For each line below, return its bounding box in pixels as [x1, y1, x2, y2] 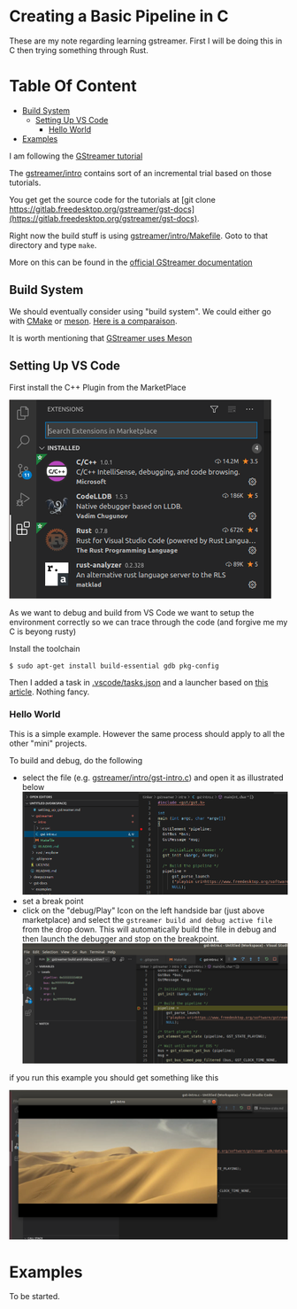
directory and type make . [9, 239, 97, 250]
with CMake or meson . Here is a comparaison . [9, 315, 179, 326]
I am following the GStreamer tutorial [9, 151, 143, 161]
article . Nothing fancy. [9, 686, 90, 697]
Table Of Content [9, 76, 137, 97]
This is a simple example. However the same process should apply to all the [9, 728, 286, 739]
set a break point [21, 896, 84, 907]
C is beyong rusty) [9, 626, 77, 637]
